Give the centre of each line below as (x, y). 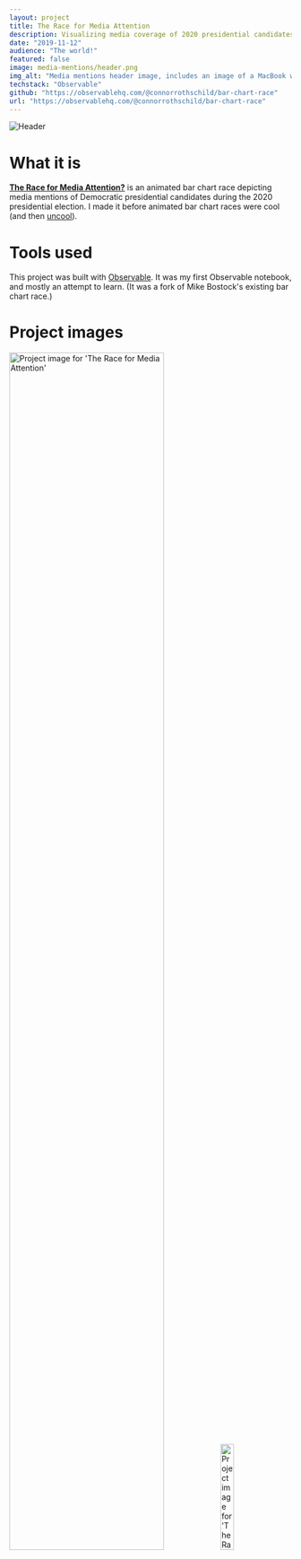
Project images (66, 332)
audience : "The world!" (54, 51)
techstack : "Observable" (56, 84)
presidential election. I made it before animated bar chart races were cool (145, 206)
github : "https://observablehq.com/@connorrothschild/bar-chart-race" (144, 92)
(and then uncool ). (43, 216)
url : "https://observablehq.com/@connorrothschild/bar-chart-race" (138, 101)
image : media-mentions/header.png (74, 68)
